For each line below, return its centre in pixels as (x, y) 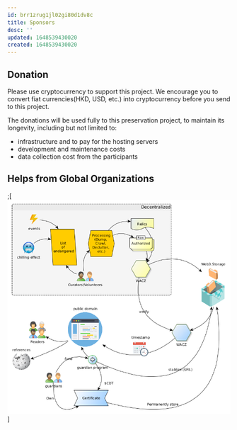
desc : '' (20, 30)
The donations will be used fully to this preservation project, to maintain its (116, 120)
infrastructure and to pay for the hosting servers (88, 141)
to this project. (28, 106)
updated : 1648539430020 (42, 38)
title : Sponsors (31, 22)
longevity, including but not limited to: (62, 128)
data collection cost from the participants (77, 157)
